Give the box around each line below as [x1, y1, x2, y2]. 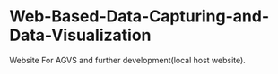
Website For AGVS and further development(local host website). [9, 54, 247, 65]
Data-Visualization [9, 25, 152, 45]
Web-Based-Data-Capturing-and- [9, 6, 270, 27]
